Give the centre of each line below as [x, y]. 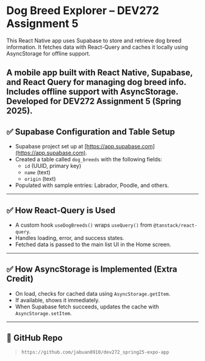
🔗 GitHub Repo [34, 338]
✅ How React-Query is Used [61, 210]
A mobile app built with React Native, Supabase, [100, 73]
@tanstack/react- [175, 225]
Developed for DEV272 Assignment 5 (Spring [94, 101]
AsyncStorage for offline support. [48, 53]
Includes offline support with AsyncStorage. [92, 92]
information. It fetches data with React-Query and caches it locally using [97, 47]
